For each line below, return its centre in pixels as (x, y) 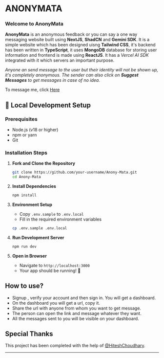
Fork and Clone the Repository (44, 163)
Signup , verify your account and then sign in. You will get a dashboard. (84, 298)
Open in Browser (30, 256)
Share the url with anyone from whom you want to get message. (77, 308)
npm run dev (24, 246)
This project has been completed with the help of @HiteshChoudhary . (75, 346)
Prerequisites (21, 119)
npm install (24, 195)
